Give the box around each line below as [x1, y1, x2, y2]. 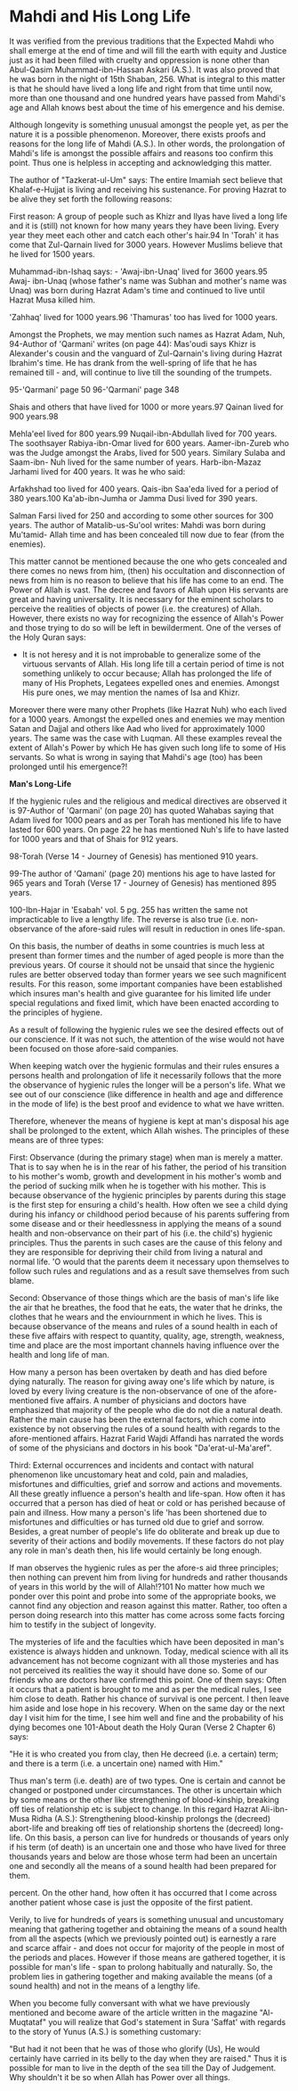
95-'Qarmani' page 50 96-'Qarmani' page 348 [9, 384, 180, 394]
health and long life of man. [9, 1349, 109, 1360]
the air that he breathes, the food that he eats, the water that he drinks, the [9, 1302, 283, 1312]
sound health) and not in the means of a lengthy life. [9, 1980, 201, 1991]
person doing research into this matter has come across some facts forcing [9, 1609, 286, 1620]
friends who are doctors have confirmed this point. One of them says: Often [9, 1674, 287, 1685]
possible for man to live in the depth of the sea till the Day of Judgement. [9, 2062, 277, 2073]
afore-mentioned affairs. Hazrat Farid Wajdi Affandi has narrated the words [9, 1433, 285, 1443]
